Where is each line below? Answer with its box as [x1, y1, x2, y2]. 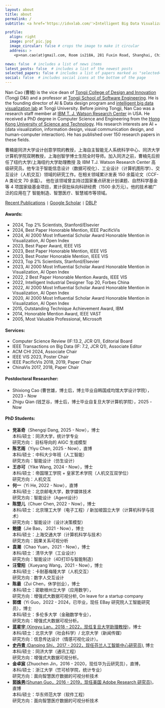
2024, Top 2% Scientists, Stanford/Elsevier [12, 222, 100, 228]
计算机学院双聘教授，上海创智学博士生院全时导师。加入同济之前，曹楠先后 [5, 153, 156, 159]
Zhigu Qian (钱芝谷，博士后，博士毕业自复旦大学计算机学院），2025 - [12, 399, 152, 404]
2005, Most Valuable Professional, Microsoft [12, 316, 102, 322]
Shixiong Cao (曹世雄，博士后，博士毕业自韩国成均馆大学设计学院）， [12, 387, 152, 393]
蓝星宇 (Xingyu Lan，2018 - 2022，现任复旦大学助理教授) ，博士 [12, 623, 142, 630]
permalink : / [5, 16, 32, 21]
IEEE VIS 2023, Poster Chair [12, 354, 69, 360]
